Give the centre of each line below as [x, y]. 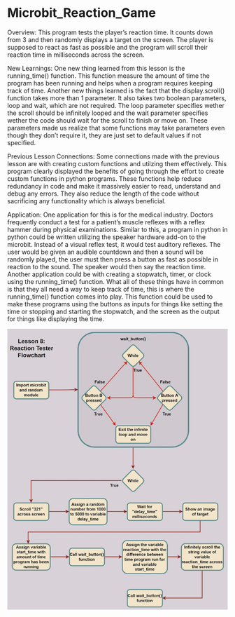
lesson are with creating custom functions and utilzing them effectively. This [117, 163]
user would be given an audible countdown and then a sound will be [106, 252]
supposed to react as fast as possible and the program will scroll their [108, 47]
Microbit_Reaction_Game [81, 13]
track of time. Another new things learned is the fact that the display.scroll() [116, 90]
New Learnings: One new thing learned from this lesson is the [96, 68]
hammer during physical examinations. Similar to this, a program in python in [117, 229]
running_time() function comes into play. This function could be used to [110, 297]
